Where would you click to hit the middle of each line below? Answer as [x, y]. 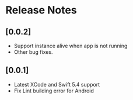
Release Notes [41, 10]
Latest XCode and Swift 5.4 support [57, 84]
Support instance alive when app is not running [71, 46]
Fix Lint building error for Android [54, 91]
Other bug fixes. [33, 52]
